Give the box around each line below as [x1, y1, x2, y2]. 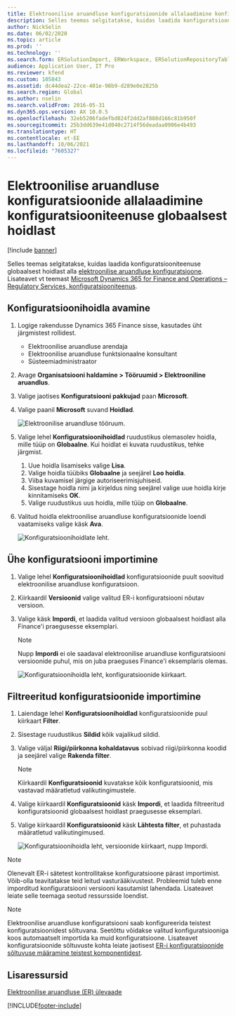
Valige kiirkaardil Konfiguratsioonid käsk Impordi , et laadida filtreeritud [17, 799, 225, 809]
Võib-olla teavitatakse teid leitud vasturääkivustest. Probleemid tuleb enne [7, 877, 223, 885]
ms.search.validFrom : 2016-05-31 [7, 102, 105, 109]
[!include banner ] [7, 245, 58, 254]
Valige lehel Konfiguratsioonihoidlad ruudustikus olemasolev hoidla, [17, 432, 217, 441]
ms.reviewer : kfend [7, 69, 65, 76]
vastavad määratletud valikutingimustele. [17, 786, 136, 795]
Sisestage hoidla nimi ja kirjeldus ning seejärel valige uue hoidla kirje [27, 483, 226, 492]
